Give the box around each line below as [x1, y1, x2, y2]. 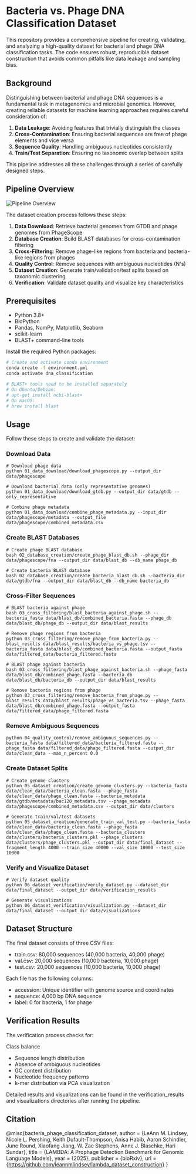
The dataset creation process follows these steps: [6, 211, 127, 218]
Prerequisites [6, 296, 56, 306]
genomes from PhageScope [14, 229, 83, 236]
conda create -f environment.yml [6, 365, 88, 371]
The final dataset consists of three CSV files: [6, 939, 114, 946]
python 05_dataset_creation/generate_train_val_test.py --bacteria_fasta [6, 818, 191, 825]
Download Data [6, 450, 51, 458]
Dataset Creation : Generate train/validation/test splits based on [14, 267, 169, 274]
